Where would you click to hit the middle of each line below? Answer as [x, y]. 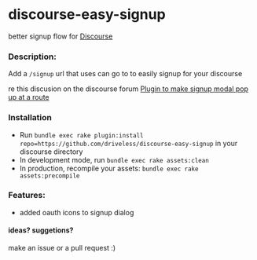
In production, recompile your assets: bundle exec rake [109, 168]
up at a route [29, 97]
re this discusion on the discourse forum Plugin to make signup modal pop [128, 89]
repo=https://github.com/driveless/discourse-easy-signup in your [128, 143]
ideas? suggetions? [41, 230]
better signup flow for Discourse [61, 36]
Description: [32, 57]
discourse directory [51, 152]
